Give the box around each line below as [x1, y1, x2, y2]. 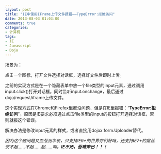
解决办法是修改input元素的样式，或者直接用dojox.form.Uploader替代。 [5, 127, 145, 133]
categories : [5, 25, 29, 30]
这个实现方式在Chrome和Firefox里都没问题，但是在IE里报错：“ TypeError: [5, 105, 152, 111]
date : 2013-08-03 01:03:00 [5, 16, 60, 21]
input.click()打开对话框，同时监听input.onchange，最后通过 [5, 88, 124, 94]
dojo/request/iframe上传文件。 [5, 94, 66, 100]
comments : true [5, 20, 36, 26]
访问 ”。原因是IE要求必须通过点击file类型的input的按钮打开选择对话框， [9, 111, 150, 117]
